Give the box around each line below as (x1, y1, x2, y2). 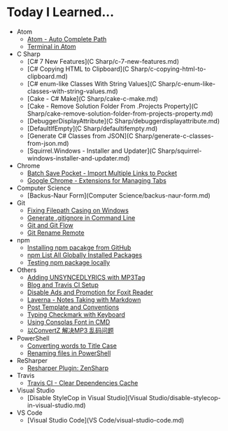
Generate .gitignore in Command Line (27, 213, 136, 221)
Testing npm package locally (27, 258, 111, 266)
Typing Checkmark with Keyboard (27, 310, 125, 319)
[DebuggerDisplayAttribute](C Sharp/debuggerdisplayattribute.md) (27, 116, 220, 125)
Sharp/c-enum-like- (157, 79, 216, 88)
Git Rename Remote (27, 228, 85, 237)
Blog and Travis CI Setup (27, 280, 99, 289)
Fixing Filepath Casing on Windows (27, 206, 129, 214)
